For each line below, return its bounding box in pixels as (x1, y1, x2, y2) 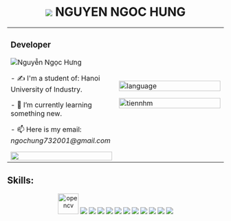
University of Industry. (10, 84, 82, 94)
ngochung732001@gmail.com (10, 136, 111, 145)
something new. (10, 108, 63, 118)
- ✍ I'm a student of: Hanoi (10, 73, 100, 83)
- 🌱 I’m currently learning (10, 100, 93, 109)
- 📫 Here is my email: (10, 125, 82, 134)
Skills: (7, 175, 34, 187)
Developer (10, 39, 52, 50)
